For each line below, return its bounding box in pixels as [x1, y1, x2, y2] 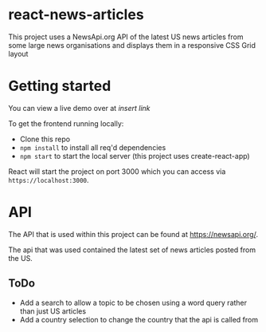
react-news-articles [8, 6, 145, 24]
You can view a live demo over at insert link [8, 103, 151, 113]
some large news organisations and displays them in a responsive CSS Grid [8, 40, 256, 49]
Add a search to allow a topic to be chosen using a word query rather [19, 298, 248, 307]
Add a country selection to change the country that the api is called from [19, 314, 259, 324]
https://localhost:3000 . [8, 175, 89, 184]
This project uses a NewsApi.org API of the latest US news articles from [8, 32, 244, 41]
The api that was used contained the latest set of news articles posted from [8, 245, 256, 255]
